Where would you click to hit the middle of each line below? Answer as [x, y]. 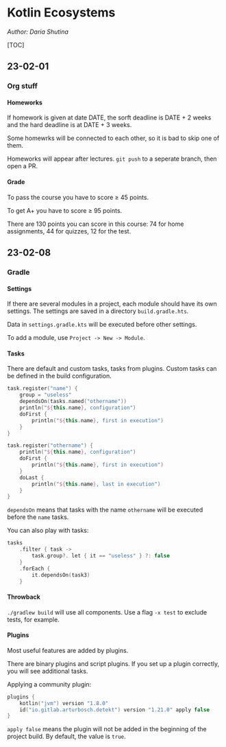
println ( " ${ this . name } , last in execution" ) [96, 484]
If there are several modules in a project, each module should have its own [112, 304]
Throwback [24, 597]
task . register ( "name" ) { [42, 389]
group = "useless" [46, 395]
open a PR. [23, 166]
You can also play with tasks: [48, 531]
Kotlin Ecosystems [61, 13]
